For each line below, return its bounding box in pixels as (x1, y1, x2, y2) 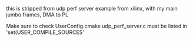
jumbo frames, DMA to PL (6, 11, 69, 18)
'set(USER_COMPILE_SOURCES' (6, 29, 85, 36)
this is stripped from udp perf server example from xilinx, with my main (6, 5, 178, 12)
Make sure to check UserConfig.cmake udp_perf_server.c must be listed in (6, 23, 187, 29)
